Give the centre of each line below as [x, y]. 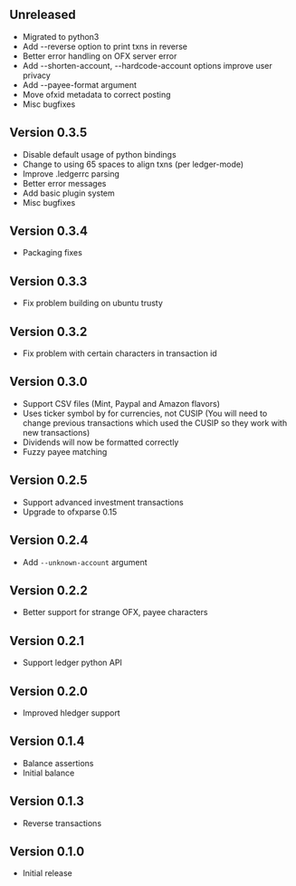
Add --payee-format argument [80, 84]
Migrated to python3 [61, 36]
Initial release [47, 873]
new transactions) [56, 432]
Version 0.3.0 [48, 382]
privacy [37, 75]
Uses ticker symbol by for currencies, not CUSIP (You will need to [145, 413]
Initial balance [48, 773]
